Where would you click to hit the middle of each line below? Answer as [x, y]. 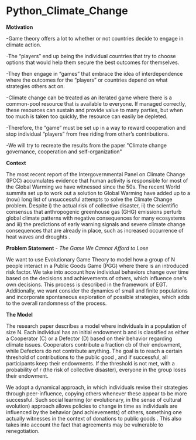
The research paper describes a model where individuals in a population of [97, 326]
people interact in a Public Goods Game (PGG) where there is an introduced [97, 266]
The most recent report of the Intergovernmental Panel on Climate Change [96, 174]
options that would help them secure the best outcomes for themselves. [93, 62]
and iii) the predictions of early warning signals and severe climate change [96, 224]
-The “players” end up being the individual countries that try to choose [91, 56]
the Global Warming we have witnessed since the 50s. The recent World [93, 187]
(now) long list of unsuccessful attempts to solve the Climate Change [89, 199]
